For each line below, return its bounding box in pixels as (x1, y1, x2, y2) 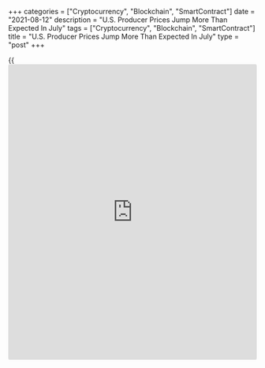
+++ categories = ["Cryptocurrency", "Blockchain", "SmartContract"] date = (8, 7, 256, 16)
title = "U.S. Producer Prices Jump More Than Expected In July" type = (8, 32, 239, 41)
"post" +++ (8, 40, 45, 50)
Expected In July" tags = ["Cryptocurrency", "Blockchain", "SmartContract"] (8, 24, 256, 32)
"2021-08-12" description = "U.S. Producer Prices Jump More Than (8, 15, 228, 24)
